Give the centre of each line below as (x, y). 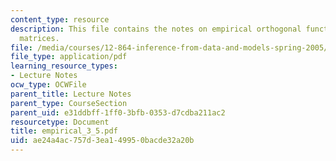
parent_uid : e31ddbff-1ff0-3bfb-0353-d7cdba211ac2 (118, 112)
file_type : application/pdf (69, 57)
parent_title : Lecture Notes (71, 94)
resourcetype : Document (60, 122)
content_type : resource (60, 19)
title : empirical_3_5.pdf (64, 131)
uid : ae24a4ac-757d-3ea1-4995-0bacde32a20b (102, 141)
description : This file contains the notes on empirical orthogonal (156, 29)
